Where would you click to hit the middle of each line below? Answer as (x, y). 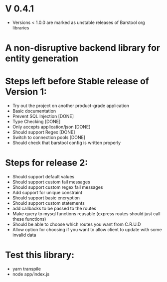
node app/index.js (31, 274)
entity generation (42, 59)
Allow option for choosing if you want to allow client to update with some (87, 229)
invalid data (24, 235)
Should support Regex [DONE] (44, 132)
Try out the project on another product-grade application (71, 106)
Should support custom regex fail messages (58, 187)
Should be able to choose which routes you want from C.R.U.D (77, 224)
